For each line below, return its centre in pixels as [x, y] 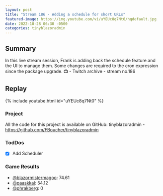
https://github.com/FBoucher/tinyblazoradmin [52, 130]
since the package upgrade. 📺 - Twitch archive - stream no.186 [70, 71]
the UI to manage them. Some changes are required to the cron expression [81, 66]
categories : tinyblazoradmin [35, 28]
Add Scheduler [28, 153]
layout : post [19, 10]
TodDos [15, 142]
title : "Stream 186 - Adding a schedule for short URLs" [65, 14]
